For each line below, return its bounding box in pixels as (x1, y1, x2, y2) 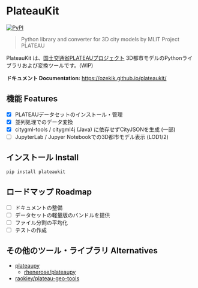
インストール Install (6, 153, 79, 163)
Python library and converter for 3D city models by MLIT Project (20, 35, 180, 43)
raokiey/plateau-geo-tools (14, 274, 80, 282)
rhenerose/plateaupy (23, 268, 76, 275)
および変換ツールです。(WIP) (22, 62, 94, 69)
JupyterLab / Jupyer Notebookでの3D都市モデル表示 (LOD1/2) (14, 133, 169, 140)
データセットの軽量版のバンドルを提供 (14, 211, 110, 219)
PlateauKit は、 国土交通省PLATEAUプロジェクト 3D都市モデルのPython (6, 54, 182, 61)
